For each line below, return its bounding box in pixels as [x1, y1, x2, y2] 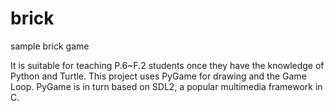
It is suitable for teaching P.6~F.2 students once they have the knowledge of [10, 59, 325, 71]
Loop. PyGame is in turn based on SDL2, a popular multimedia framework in [10, 80, 323, 92]
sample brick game [10, 40, 90, 52]
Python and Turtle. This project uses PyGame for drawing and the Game [10, 70, 307, 82]
